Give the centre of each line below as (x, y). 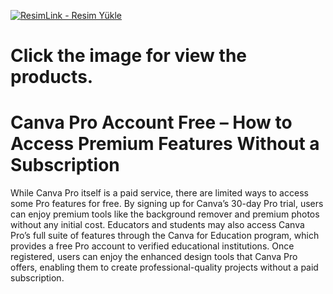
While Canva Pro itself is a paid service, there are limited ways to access (159, 193)
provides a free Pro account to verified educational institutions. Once (152, 246)
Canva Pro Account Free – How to (151, 122)
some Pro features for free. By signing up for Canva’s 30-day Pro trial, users (167, 204)
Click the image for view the (128, 56)
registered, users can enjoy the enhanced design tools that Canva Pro (154, 257)
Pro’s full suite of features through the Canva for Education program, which (165, 236)
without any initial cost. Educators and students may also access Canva (157, 225)
